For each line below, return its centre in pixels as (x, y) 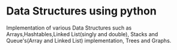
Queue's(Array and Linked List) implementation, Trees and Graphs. (89, 40)
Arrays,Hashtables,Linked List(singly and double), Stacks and (82, 34)
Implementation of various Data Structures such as (69, 28)
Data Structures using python (82, 11)
